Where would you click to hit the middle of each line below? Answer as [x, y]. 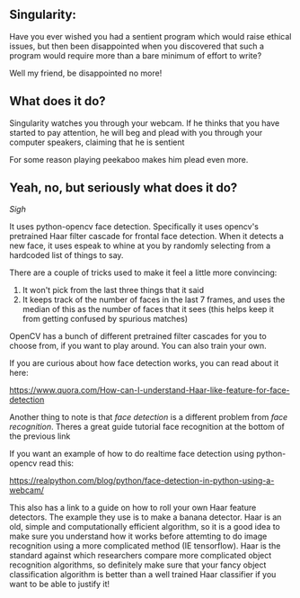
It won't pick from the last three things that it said [113, 290]
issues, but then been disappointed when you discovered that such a [137, 46]
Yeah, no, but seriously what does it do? [124, 188]
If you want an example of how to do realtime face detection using [132, 454]
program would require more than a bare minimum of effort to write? [136, 55]
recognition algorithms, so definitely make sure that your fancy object [138, 565]
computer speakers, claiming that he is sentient [97, 142]
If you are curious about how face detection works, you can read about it [144, 363]
